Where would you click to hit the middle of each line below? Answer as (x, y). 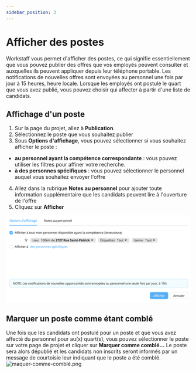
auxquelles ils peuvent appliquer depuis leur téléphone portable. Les (89, 71)
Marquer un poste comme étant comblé (80, 319)
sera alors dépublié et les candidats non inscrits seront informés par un (92, 351)
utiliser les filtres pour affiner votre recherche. (70, 165)
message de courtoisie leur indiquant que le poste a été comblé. (83, 358)
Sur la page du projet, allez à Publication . (65, 128)
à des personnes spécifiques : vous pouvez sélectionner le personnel (99, 171)
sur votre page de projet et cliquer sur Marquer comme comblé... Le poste (97, 345)
